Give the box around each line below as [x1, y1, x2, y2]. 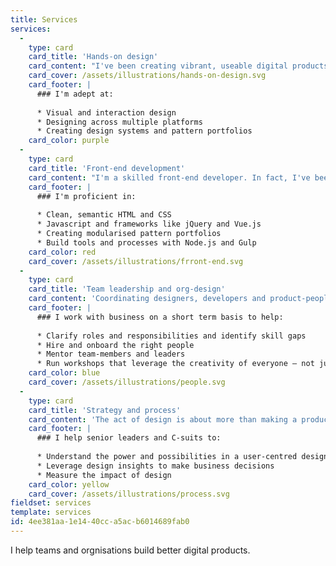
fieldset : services [10, 498, 92, 508]
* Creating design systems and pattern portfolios [36, 126, 253, 136]
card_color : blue [28, 368, 101, 378]
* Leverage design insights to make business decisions [36, 461, 275, 471]
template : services [10, 507, 92, 518]
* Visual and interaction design [36, 107, 177, 118]
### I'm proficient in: [36, 191, 137, 201]
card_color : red [28, 247, 97, 257]
